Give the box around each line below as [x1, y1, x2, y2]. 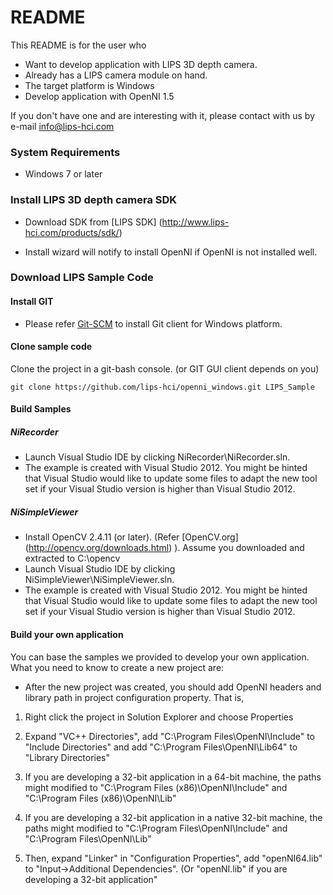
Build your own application [10, 628, 124, 640]
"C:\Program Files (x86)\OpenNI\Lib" [24, 792, 177, 804]
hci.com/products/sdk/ [24, 226, 120, 238]
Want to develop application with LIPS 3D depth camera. [24, 58, 258, 70]
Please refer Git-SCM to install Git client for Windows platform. [24, 317, 283, 330]
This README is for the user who [10, 39, 147, 51]
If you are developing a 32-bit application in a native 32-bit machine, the [24, 811, 323, 823]
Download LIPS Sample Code [10, 271, 154, 285]
